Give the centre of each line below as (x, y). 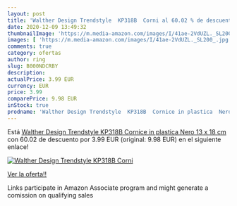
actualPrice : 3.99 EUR (41, 79)
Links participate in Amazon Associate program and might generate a (108, 188)
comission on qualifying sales (50, 195)
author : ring (26, 60)
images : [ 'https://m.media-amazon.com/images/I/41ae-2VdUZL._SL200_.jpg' (120, 40)
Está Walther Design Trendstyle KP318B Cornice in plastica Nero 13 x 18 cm (117, 131)
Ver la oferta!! (27, 174)
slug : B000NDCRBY (33, 66)
